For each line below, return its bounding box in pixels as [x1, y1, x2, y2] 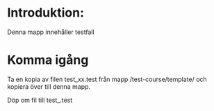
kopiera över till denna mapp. [7, 82, 91, 91]
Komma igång [7, 52, 89, 68]
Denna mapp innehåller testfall [7, 28, 95, 36]
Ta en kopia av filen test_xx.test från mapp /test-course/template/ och [7, 75, 207, 83]
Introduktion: [7, 5, 85, 21]
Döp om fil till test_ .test [7, 96, 73, 104]
